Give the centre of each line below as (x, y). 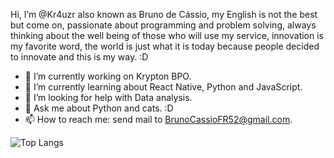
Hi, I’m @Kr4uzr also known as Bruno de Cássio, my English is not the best (164, 14)
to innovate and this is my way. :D (79, 57)
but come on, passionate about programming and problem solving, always (163, 25)
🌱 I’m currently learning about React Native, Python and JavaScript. (163, 87)
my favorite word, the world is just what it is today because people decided (165, 46)
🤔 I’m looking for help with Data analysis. (108, 97)
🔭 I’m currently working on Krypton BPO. (108, 76)
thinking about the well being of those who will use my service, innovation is (167, 35)
